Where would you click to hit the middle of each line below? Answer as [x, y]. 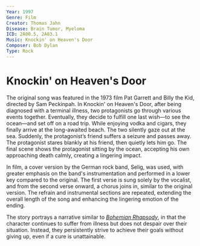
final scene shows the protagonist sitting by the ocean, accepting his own [98, 149]
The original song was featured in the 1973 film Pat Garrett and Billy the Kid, [100, 98]
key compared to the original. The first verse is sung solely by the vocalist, [99, 180]
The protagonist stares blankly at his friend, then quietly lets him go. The [97, 142]
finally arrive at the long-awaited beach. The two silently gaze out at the [96, 130]
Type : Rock [20, 51]
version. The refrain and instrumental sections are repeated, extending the [99, 192]
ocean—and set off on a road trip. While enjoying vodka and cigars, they [96, 123]
